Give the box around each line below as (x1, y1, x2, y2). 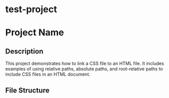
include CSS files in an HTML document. (5, 71, 90, 77)
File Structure (5, 86, 50, 94)
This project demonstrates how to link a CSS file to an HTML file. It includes (5, 60, 164, 67)
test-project (5, 4, 57, 15)
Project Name (5, 27, 64, 39)
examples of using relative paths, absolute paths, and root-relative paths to (5, 66, 163, 72)
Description (5, 47, 43, 55)
